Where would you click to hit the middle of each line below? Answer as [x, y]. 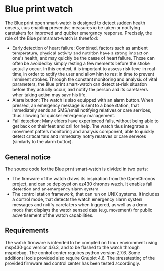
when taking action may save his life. [49, 95]
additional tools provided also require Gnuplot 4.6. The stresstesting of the [80, 258]
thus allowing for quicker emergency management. [63, 115]
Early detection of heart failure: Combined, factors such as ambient [80, 48]
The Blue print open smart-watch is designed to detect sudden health [75, 23]
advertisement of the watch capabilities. [53, 215]
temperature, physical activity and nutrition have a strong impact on [81, 53]
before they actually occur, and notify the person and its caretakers [80, 89]
